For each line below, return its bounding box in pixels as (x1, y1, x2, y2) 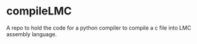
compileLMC (6, 4, 72, 18)
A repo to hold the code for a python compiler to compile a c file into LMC (6, 24, 192, 31)
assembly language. (6, 30, 57, 37)
